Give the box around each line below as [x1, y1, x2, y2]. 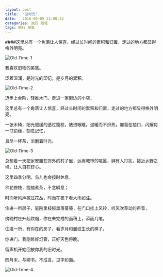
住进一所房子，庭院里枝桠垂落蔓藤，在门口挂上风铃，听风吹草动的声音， [5, 205, 149, 211]
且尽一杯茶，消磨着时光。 [5, 138, 56, 144]
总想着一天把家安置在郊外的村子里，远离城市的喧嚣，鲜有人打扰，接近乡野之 [5, 158, 158, 164]
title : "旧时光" [5, 12, 38, 17]
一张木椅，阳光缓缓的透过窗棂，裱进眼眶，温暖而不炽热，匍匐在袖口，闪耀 [5, 122, 154, 128]
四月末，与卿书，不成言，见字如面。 [5, 257, 78, 263]
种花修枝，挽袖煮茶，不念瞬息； [5, 185, 69, 190]
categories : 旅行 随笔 [5, 20, 48, 26]
